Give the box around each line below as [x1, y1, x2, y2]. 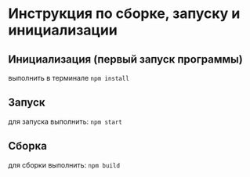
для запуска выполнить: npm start [8, 117, 123, 126]
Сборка [8, 139, 47, 153]
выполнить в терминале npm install [8, 74, 129, 82]
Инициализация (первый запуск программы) [8, 52, 243, 66]
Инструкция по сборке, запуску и [8, 5, 241, 23]
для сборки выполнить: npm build [8, 160, 120, 169]
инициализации [8, 21, 118, 39]
